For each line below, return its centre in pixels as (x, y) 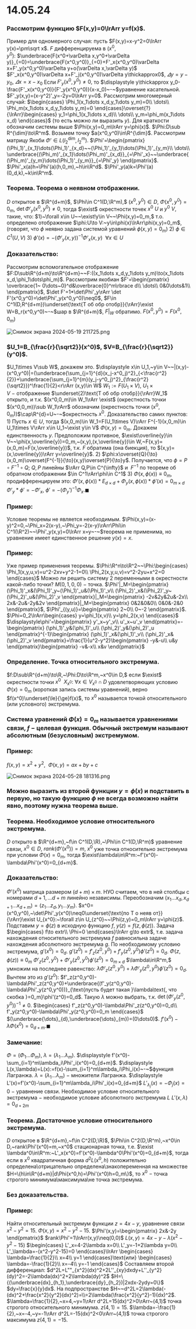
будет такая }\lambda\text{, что (139, 989)
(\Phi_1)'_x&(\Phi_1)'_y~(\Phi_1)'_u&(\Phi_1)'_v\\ (60, 591)
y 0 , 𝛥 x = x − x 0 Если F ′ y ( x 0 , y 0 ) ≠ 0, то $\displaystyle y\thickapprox (88, 82)
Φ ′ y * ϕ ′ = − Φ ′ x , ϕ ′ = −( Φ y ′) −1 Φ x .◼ (48, 490)
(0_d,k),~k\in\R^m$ (29, 173)
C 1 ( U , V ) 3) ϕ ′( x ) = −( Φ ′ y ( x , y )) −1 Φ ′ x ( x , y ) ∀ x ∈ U (65, 238)
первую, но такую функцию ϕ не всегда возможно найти (92, 798)
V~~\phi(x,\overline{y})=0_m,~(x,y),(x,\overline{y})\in (71, 441)
